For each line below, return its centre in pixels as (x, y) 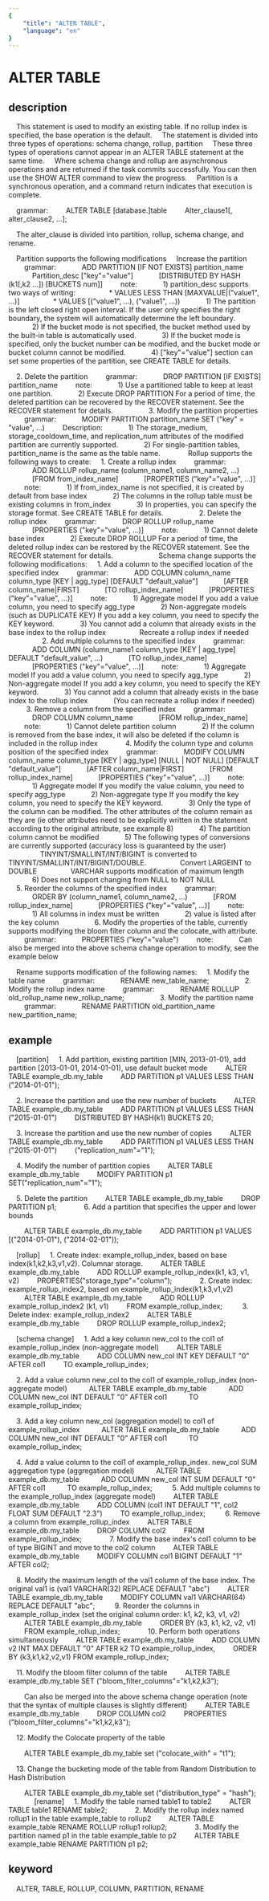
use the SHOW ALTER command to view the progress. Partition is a (123, 178)
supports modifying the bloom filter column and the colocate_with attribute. (133, 931)
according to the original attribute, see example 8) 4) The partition (130, 828)
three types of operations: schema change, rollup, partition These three (130, 144)
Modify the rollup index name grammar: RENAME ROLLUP (124, 989)
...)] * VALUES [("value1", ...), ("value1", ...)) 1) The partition (132, 301)
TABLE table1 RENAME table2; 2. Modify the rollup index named (126, 1810)
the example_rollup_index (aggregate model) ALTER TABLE (114, 1496)
